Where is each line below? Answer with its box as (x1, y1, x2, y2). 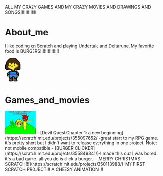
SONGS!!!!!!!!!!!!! (5, 9, 37, 15)
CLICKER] (74, 145, 95, 151)
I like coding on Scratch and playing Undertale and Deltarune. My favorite (5, 43, 154, 49)
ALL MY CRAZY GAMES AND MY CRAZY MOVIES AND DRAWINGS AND (5, 4, 151, 10)
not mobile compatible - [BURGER (5, 145, 74, 151)
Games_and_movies (5, 94, 90, 106)
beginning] (101, 129, 124, 135)
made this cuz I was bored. (102, 150, 158, 156)
